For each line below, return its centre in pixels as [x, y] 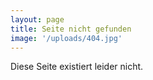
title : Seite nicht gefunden [71, 29]
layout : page [37, 19]
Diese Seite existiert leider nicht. [77, 67]
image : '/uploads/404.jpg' [66, 38]
